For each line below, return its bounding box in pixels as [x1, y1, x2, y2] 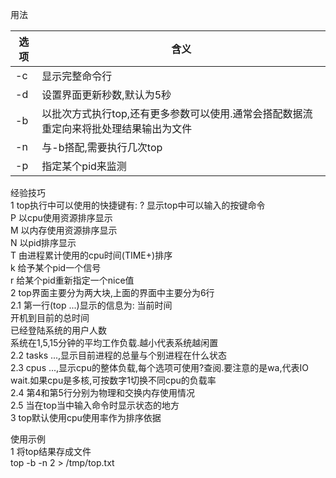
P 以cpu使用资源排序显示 [10, 212, 113, 223]
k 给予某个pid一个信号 [10, 262, 102, 273]
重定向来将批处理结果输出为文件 [41, 122, 193, 135]
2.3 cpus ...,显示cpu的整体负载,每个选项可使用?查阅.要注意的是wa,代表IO [10, 362, 309, 373]
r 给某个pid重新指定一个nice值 [10, 274, 135, 286]
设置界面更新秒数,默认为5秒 [41, 88, 172, 102]
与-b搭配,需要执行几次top [41, 141, 163, 154]
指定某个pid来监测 [41, 159, 127, 173]
